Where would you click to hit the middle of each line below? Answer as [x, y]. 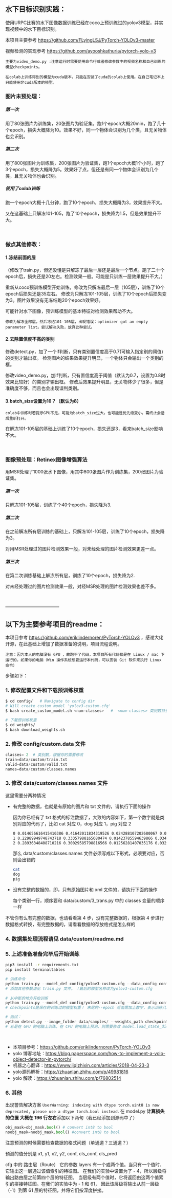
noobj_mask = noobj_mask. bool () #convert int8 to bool [63, 1132]
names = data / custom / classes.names [41, 769]
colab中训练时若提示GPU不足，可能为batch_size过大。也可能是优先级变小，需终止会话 [85, 413]
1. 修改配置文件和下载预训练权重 [45, 690]
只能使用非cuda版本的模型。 [31, 82]
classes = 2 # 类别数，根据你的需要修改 [44, 755]
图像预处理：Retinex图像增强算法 [47, 460]
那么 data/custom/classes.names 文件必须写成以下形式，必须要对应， [86, 853]
